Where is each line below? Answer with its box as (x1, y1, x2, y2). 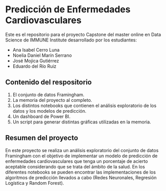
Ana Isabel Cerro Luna (12, 47, 60, 53)
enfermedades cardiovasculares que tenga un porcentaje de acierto (5, 158, 148, 164)
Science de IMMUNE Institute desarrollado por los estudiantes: (5, 37, 137, 43)
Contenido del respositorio (5, 78, 92, 87)
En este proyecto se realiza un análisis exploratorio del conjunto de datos (5, 147, 159, 153)
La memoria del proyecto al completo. (12, 97, 93, 103)
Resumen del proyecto (5, 134, 78, 142)
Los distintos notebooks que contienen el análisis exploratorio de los (12, 102, 157, 109)
